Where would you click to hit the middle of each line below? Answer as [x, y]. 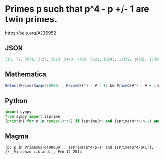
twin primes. [31, 19]
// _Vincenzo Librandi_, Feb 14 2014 [43, 152]
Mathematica [26, 75]
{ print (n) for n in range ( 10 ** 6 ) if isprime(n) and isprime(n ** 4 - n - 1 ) [78, 121]
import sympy [18, 112]
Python [16, 101]
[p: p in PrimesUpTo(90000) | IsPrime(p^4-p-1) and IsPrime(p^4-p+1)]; [79, 147]
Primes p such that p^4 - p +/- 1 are [77, 9]
